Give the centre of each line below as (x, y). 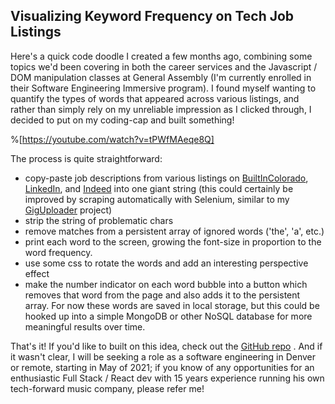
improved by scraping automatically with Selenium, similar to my (157, 199)
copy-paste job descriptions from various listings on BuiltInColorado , (166, 178)
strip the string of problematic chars (99, 220)
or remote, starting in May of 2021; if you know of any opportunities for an (162, 367)
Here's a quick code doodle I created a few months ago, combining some (161, 56)
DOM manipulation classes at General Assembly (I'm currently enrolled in (161, 77)
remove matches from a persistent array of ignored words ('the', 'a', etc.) (174, 231)
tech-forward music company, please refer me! (107, 388)
